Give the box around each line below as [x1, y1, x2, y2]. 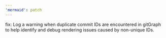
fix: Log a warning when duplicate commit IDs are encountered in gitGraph [5, 21, 161, 27]
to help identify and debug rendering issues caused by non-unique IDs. [5, 26, 154, 33]
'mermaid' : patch [5, 7, 42, 13]
